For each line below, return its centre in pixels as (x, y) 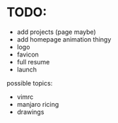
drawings (30, 112)
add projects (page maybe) (56, 32)
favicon (28, 54)
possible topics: (30, 83)
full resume (33, 61)
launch (26, 69)
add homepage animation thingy (64, 39)
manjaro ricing (38, 104)
